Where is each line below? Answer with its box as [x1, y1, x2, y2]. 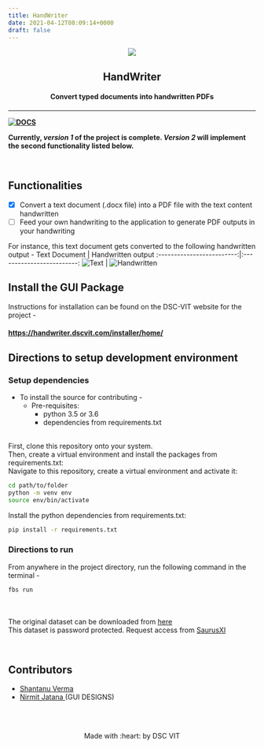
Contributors [8, 663, 73, 677]
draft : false [8, 26, 51, 34]
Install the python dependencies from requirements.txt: [8, 510, 187, 520]
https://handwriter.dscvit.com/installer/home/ [8, 328, 163, 338]
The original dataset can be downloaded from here [8, 617, 173, 626]
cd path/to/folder [8, 481, 68, 489]
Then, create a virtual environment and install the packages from [8, 450, 218, 459]
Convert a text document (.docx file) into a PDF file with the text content [19, 200, 253, 209]
